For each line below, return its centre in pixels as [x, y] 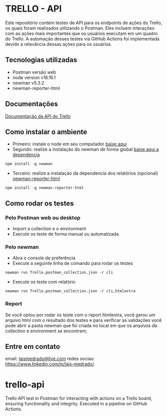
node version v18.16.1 [34, 77]
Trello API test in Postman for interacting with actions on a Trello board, [79, 398]
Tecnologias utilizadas [41, 60]
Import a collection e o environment [49, 229]
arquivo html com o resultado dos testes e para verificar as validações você [83, 320]
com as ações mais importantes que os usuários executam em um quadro [81, 33]
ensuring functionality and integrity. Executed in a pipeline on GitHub [76, 404]
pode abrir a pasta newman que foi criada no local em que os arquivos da [81, 325]
